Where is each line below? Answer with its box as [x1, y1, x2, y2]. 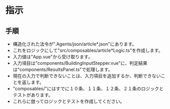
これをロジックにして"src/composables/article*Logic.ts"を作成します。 [12, 47, 163, 53]
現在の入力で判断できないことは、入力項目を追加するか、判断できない [12, 73, 161, 79]
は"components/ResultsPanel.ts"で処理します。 [12, 67, 113, 72]
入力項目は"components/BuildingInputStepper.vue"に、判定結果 [12, 60, 147, 66]
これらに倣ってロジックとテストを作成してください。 [12, 98, 125, 104]
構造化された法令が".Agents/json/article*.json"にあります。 [12, 41, 137, 47]
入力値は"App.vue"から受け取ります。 [12, 54, 93, 60]
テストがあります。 [12, 92, 53, 98]
